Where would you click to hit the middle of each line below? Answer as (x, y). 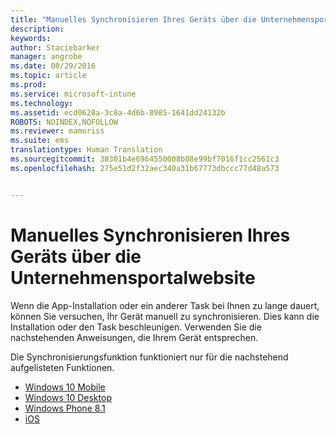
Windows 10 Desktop (68, 397)
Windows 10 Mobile (65, 387)
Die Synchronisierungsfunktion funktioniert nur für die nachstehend (149, 357)
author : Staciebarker (55, 47)
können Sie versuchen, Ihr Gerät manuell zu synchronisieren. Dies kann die (165, 316)
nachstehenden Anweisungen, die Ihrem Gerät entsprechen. (134, 337)
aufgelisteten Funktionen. (62, 367)
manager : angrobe (46, 57)
